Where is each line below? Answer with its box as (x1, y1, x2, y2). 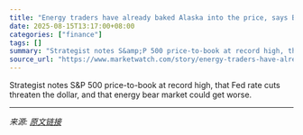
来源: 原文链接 (9, 116, 61, 127)
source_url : (9, 55, 54, 64)
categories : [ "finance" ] (9, 30, 103, 39)
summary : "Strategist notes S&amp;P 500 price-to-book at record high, (9, 47, 284, 56)
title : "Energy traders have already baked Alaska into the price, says (9, 13, 289, 22)
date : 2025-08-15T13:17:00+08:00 (9, 22, 135, 31)
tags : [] (9, 38, 42, 48)
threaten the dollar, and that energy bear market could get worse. (9, 89, 252, 100)
